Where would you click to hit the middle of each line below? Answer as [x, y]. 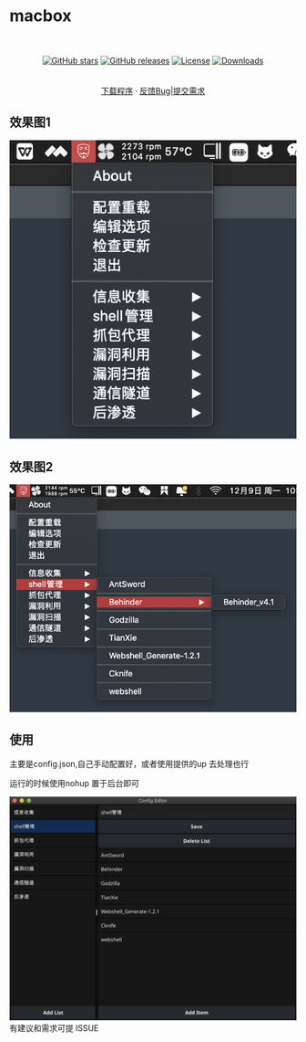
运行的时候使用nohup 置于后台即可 [74, 783]
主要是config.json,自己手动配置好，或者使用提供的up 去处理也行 [129, 763]
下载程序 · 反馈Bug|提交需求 [153, 90]
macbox [41, 16]
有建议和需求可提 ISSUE [54, 1027]
